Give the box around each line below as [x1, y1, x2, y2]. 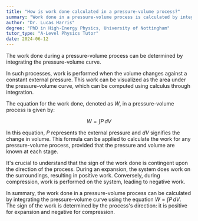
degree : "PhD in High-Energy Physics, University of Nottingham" [6, 25, 170, 31]
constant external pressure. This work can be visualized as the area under [6, 76, 186, 83]
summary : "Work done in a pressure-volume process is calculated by [6, 14, 178, 20]
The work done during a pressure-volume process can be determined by [6, 52, 183, 59]
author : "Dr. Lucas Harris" [6, 19, 75, 25]
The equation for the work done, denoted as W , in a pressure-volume [6, 100, 174, 107]
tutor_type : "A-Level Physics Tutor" [6, 31, 99, 37]
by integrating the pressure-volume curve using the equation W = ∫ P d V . [6, 196, 181, 203]
